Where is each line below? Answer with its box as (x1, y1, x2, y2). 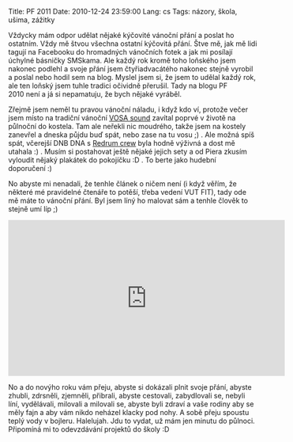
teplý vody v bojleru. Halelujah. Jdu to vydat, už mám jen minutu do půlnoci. (8, 416, 255, 425)
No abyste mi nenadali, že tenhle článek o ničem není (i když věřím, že (8, 179, 237, 189)
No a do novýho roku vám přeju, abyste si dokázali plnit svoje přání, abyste (8, 383, 252, 391)
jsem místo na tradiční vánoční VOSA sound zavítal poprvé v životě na (8, 113, 236, 122)
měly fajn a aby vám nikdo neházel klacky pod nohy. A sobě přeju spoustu (8, 408, 250, 417)
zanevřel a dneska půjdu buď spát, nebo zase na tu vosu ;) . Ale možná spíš (8, 130, 255, 139)
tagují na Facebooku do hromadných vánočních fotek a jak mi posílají (8, 48, 233, 56)
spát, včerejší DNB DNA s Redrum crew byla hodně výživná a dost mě (8, 139, 235, 147)
